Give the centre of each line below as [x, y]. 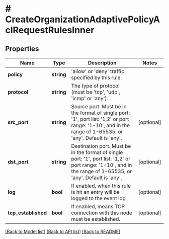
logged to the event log [98, 198]
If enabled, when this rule [101, 186]
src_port [18, 122]
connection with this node [102, 213]
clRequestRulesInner [50, 30]
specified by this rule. [97, 77]
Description [102, 63]
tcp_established [27, 213]
